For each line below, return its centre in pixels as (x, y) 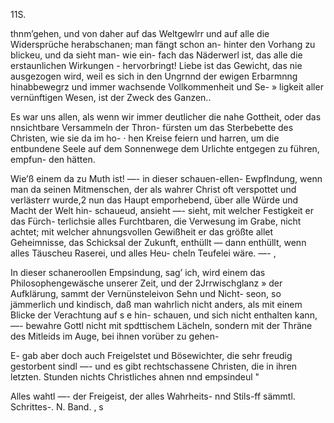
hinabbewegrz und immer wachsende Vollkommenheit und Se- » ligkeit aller (167, 87)
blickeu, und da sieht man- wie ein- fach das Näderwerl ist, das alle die (156, 55)
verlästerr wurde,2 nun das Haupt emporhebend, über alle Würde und (154, 200)
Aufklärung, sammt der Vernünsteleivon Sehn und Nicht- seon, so (146, 293)
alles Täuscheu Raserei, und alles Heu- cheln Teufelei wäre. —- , (143, 253)
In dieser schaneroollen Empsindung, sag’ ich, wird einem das (138, 272)
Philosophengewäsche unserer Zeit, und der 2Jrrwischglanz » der (146, 283)
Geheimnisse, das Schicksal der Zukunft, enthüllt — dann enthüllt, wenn (158, 242)
